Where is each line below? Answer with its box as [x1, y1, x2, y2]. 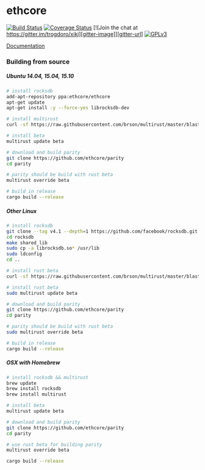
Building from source [6, 57, 70, 66]
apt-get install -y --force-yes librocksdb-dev [6, 105, 130, 111]
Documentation [6, 42, 45, 49]
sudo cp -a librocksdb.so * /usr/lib [6, 245, 99, 251]
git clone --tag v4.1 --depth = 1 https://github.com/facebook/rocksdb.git [6, 228, 198, 234]
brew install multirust [6, 391, 67, 397]
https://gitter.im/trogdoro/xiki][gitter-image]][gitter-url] [6, 30, 143, 37]
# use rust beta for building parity [6, 441, 103, 447]
